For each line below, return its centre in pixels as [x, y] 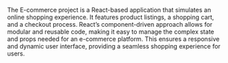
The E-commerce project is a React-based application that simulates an [109, 10]
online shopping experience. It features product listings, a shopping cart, [111, 17]
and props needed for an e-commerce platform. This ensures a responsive [113, 39]
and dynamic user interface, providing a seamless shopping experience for [114, 46]
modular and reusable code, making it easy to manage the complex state [111, 32]
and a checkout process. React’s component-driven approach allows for [110, 24]
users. [16, 53]
